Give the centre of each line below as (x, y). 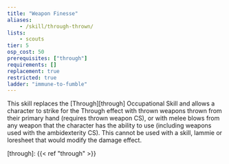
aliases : (20, 20)
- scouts (32, 39)
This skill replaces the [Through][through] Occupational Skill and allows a (111, 103)
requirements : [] (32, 65)
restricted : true (32, 78)
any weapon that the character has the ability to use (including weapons (109, 125)
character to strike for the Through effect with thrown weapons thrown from (115, 111)
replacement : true (33, 71)
